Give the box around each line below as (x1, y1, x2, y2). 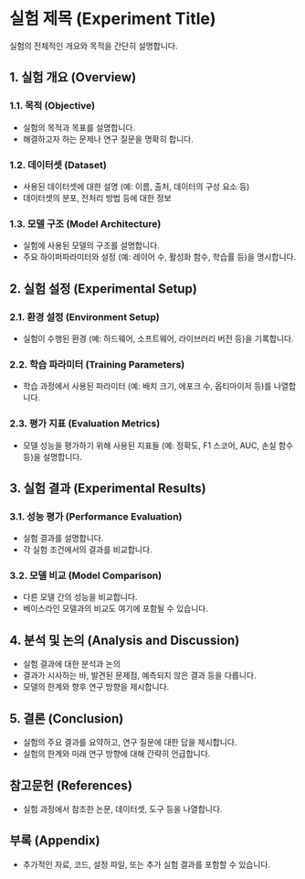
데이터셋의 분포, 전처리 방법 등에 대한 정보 (22, 192, 172, 203)
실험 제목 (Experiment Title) (9, 8, 216, 29)
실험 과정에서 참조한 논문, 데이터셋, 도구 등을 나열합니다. (22, 803, 223, 814)
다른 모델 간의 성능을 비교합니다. (22, 592, 138, 603)
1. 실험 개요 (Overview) (9, 70, 137, 85)
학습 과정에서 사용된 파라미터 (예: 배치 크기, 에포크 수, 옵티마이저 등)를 (22, 381, 272, 391)
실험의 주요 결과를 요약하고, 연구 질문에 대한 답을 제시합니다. (22, 737, 237, 748)
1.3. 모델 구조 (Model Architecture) (9, 217, 162, 230)
